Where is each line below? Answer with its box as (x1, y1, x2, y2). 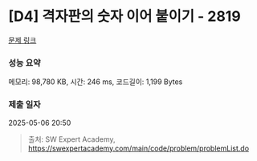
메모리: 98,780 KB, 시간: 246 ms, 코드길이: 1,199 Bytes (8, 77, 183, 87)
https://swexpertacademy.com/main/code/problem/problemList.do (27, 143, 250, 153)
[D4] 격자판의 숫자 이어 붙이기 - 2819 (8, 7, 241, 26)
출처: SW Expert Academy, (27, 134, 116, 144)
